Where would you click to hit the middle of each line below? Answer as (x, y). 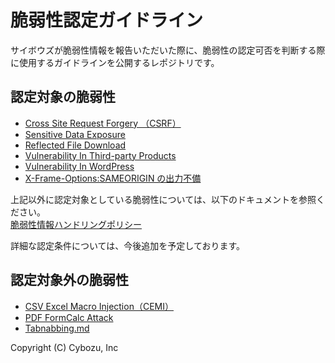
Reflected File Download (75, 145)
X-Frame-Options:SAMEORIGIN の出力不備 (113, 178)
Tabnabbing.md (57, 328)
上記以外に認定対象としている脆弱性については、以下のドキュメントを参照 (163, 199)
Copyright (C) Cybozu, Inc (64, 347)
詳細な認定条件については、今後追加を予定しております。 (128, 245)
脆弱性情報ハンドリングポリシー (76, 224)
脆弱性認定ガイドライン (107, 20)
